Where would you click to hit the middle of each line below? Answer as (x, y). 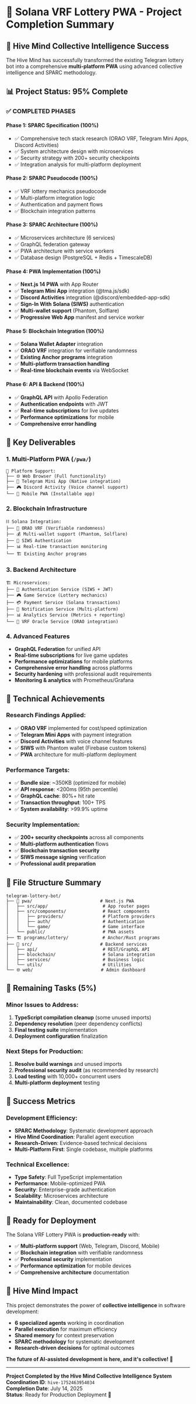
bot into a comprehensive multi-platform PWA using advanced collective (94, 66)
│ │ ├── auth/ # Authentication (75, 922)
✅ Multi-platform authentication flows (62, 844)
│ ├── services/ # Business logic (75, 960)
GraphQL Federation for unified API (57, 649)
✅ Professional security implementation (63, 1259)
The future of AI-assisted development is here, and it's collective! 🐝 (90, 1359)
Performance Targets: (38, 770)
